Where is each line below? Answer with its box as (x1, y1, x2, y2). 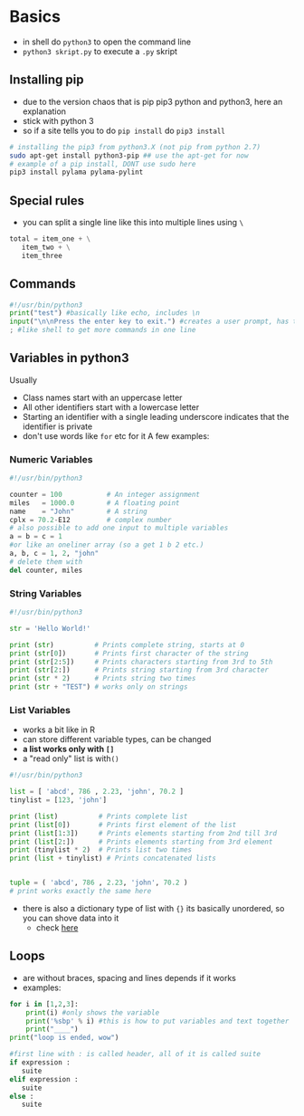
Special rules (9, 193, 84, 208)
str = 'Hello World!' (9, 624, 91, 633)
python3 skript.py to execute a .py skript (22, 45, 178, 56)
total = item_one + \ (9, 234, 91, 243)
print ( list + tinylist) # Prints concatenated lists (9, 854, 217, 863)
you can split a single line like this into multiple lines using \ (22, 217, 244, 228)
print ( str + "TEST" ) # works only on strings (9, 682, 188, 692)
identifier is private (22, 421, 93, 432)
